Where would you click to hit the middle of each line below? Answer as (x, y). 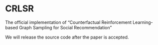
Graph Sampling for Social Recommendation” (66, 27)
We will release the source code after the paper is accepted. (67, 37)
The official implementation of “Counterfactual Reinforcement (69, 22)
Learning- (143, 22)
